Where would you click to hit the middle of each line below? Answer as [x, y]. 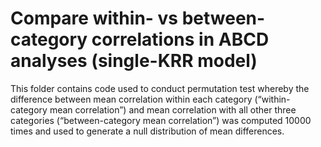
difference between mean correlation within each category [131, 99]
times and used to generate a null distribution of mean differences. [147, 131]
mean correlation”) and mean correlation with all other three [173, 109]
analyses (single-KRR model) [134, 61]
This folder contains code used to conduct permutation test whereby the [160, 88]
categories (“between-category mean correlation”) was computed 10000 [161, 120]
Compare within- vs [94, 18]
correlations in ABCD [180, 39]
